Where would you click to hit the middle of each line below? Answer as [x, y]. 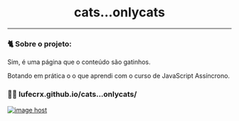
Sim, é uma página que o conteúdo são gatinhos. [79, 62]
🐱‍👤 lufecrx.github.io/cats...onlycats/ [72, 95]
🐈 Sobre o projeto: [40, 43]
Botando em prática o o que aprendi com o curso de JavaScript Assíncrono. [118, 76]
